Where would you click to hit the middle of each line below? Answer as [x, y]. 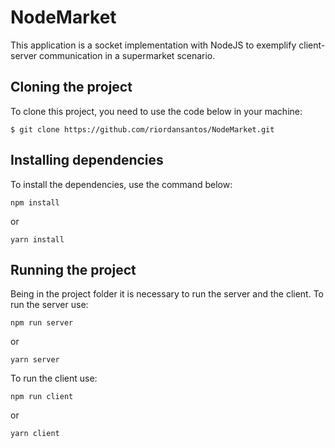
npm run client [42, 397]
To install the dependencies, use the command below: [121, 184]
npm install [35, 202]
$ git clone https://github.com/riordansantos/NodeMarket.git [142, 129]
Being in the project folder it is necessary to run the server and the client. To [167, 294]
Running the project [73, 269]
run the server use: [49, 305]
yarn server [35, 360]
